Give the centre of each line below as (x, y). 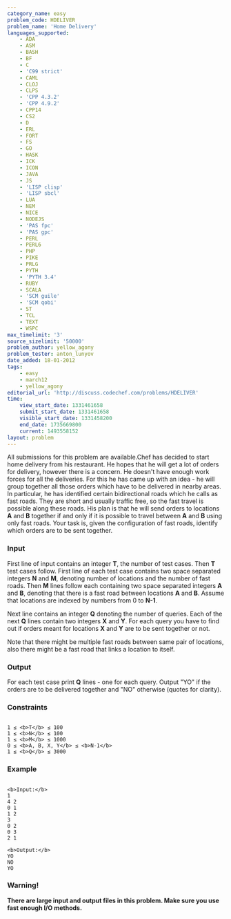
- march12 (34, 380)
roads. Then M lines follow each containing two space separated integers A (115, 585)
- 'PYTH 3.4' (38, 277)
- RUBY (29, 283)
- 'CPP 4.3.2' (40, 97)
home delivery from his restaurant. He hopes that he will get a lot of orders (113, 464)
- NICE (29, 213)
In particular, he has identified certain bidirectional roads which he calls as (113, 494)
